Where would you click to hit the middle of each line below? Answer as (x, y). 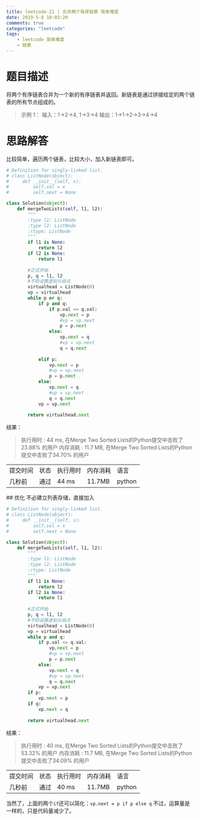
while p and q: (47, 637)
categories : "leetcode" (36, 28)
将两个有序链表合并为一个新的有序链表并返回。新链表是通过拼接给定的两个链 (100, 94)
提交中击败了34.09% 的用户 (55, 760)
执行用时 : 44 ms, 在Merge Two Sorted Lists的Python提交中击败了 (102, 440)
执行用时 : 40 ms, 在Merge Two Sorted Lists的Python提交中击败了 (102, 745)
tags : (13, 34)
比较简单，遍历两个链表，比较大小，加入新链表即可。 (72, 159)
